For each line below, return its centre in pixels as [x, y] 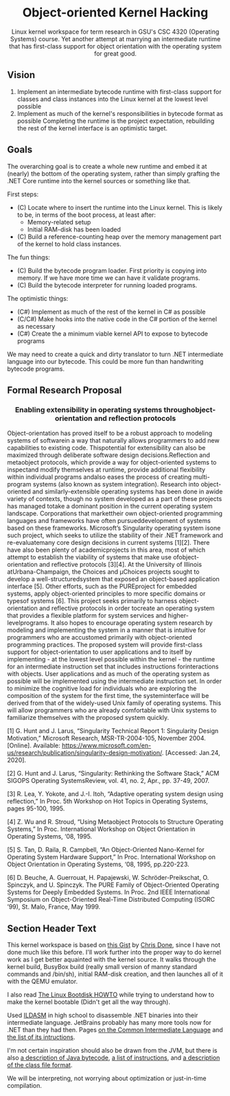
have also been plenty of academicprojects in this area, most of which [106, 550]
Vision [21, 75]
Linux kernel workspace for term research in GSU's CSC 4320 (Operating [115, 32]
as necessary [36, 326]
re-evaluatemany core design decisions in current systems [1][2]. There [108, 543]
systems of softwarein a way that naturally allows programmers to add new [113, 441]
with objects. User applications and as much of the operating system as [108, 674]
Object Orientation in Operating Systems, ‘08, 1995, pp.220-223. [99, 864]
